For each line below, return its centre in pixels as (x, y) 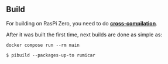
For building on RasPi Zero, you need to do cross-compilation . (82, 23)
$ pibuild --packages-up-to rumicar (51, 55)
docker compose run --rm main (43, 45)
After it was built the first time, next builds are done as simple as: (84, 35)
